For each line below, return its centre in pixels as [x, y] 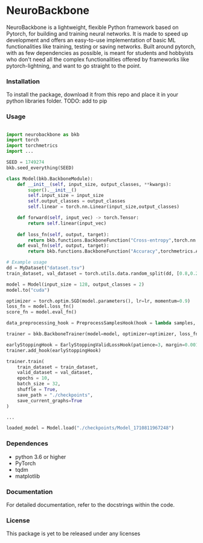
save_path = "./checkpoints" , [55, 395]
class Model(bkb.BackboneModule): [50, 179]
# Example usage [27, 262]
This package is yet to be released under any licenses [73, 534]
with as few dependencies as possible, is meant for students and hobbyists [100, 53]
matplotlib [27, 476]
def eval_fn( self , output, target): [63, 246]
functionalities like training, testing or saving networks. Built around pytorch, [101, 47]
